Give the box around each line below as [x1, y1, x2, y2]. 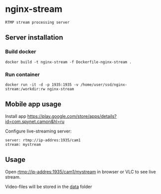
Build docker [5, 48, 36, 55]
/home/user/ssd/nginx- [80, 82, 127, 87]
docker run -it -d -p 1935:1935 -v [5, 82, 79, 87]
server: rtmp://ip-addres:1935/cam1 [5, 137, 81, 142]
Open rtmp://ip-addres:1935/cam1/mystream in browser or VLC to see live [5, 169, 156, 175]
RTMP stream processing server [5, 20, 70, 25]
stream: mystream [5, 142, 41, 147]
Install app [5, 113, 26, 119]
